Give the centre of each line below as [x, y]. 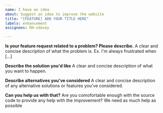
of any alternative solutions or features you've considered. [64, 86]
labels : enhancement [26, 23]
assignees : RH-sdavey [27, 28]
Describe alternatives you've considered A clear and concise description [80, 81]
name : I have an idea [27, 10]
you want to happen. [26, 71]
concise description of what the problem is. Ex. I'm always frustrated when [81, 51]
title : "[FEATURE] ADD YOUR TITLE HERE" [47, 19]
